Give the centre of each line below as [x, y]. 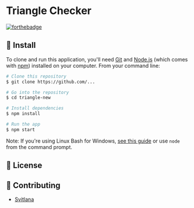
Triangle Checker [49, 11]
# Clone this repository [36, 76]
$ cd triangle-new [28, 98]
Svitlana [24, 199]
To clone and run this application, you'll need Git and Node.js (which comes [97, 59]
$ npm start [20, 130]
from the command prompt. [39, 147]
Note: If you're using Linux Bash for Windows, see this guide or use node [93, 141]
